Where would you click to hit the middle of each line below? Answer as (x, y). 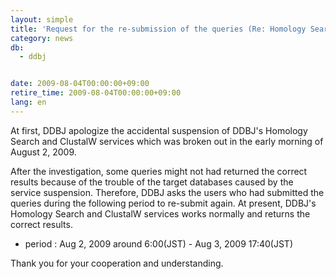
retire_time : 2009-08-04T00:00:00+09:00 (96, 93)
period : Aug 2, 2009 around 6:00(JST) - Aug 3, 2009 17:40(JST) (158, 243)
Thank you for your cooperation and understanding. (117, 263)
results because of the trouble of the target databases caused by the (152, 182)
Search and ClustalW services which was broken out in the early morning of (167, 141)
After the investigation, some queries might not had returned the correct (159, 171)
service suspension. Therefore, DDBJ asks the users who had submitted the (167, 192)
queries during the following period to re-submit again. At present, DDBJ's (163, 203)
